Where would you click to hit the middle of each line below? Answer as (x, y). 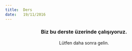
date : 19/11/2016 (25, 14)
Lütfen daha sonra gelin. (84, 42)
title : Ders (19, 10)
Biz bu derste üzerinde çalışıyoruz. (84, 32)
